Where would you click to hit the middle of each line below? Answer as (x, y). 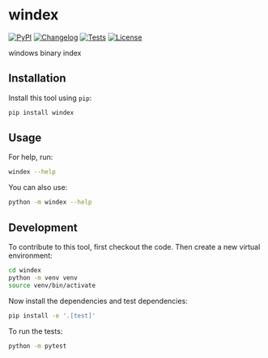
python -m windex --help (50, 202)
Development (43, 227)
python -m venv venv (43, 278)
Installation (37, 78)
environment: (30, 255)
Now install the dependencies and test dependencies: (98, 301)
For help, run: (31, 157)
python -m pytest (38, 346)
